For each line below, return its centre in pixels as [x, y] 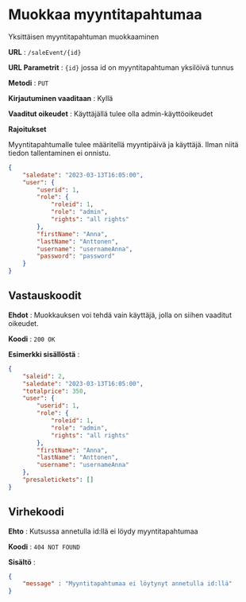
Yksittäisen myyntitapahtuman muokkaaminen [84, 37]
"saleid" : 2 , [44, 376]
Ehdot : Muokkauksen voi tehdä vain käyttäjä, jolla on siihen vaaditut [120, 315]
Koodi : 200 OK [32, 339]
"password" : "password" [76, 256]
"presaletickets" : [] [58, 480]
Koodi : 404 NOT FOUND [44, 546]
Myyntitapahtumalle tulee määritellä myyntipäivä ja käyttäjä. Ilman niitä [123, 144]
